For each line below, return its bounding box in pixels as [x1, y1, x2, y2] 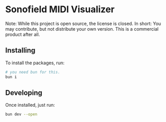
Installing [5, 46, 36, 55]
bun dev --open [5, 112, 38, 117]
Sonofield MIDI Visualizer [5, 4, 115, 15]
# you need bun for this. [5, 69, 60, 75]
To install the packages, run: [5, 60, 65, 66]
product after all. [5, 31, 40, 37]
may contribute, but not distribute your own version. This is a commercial [5, 26, 159, 32]
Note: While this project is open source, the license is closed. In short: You [5, 20, 161, 27]
